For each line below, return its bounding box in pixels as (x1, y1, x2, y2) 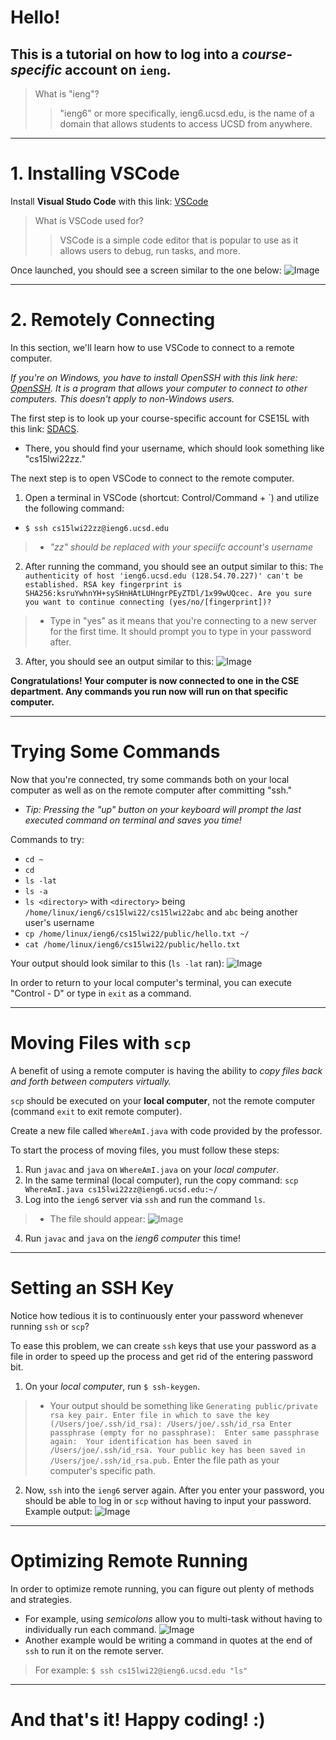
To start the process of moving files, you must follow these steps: (10, 1144, 280, 1156)
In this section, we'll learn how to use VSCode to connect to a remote (10, 341, 295, 353)
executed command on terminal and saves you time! (24, 814, 242, 826)
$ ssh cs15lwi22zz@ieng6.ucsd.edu (24, 523, 169, 533)
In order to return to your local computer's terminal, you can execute (10, 976, 293, 988)
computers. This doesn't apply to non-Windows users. (10, 392, 235, 405)
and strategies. (10, 1593, 72, 1605)
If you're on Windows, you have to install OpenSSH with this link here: (10, 371, 298, 383)
